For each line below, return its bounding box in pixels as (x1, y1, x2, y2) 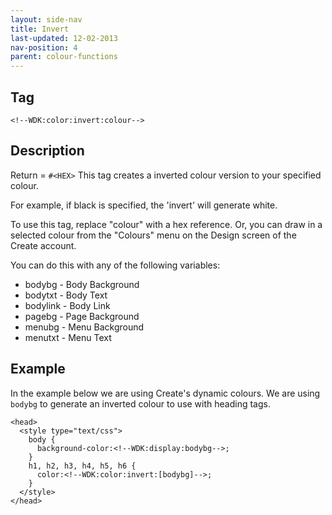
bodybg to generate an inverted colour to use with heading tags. (10, 397, 271, 410)
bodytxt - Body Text (24, 289, 108, 301)
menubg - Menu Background (24, 321, 145, 333)
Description (10, 142, 85, 160)
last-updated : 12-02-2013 (10, 33, 118, 43)
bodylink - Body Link (24, 299, 111, 311)
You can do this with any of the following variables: (10, 259, 221, 271)
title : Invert (10, 24, 70, 34)
